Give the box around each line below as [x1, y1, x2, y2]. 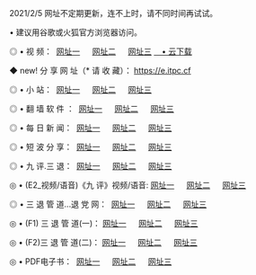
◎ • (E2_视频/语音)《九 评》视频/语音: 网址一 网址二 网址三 [9, 180, 247, 191]
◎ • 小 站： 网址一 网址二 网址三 [9, 84, 153, 94]
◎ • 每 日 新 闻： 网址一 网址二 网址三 [9, 122, 172, 133]
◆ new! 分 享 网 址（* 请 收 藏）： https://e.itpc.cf [9, 66, 191, 75]
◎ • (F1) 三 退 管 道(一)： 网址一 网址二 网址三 [9, 218, 199, 228]
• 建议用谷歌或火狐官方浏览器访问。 [9, 27, 142, 38]
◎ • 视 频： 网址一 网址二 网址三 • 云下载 [9, 46, 193, 57]
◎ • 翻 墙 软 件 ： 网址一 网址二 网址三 [9, 103, 175, 114]
